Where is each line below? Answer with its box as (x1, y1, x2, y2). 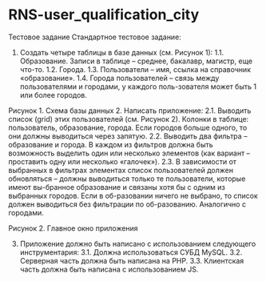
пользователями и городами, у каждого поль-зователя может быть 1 (19, 82, 257, 91)
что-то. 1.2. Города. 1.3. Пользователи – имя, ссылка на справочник (19, 64, 252, 74)
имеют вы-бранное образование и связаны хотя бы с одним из (8, 182, 225, 191)
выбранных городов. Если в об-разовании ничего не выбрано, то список (8, 191, 258, 200)
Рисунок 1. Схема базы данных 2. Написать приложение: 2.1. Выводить (8, 106, 252, 115)
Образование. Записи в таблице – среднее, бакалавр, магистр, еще (19, 56, 253, 66)
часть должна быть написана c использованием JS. (19, 264, 199, 274)
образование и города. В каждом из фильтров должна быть (8, 139, 213, 149)
